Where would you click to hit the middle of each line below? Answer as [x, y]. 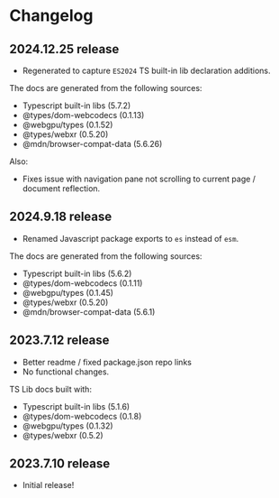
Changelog [51, 16]
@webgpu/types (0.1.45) [68, 292]
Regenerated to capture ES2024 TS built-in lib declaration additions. [147, 70]
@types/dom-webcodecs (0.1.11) [82, 283]
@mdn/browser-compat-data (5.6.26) [92, 144]
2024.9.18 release [61, 217]
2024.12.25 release [64, 49]
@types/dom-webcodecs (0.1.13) [83, 115]
